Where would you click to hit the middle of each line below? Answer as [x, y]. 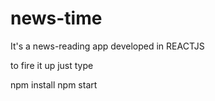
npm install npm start [54, 84]
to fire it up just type [52, 65]
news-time [56, 18]
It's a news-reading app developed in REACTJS [107, 46]
